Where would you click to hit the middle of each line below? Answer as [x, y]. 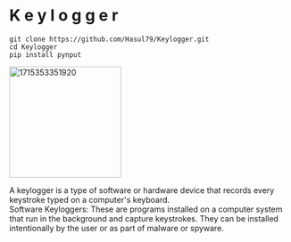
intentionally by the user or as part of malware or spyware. [117, 228]
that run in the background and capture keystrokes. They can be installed [144, 218]
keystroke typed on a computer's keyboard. [90, 199]
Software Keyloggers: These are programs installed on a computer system [146, 209]
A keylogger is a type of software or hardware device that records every [142, 190]
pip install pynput [46, 54]
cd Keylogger [33, 47]
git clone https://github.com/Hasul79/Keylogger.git [109, 39]
